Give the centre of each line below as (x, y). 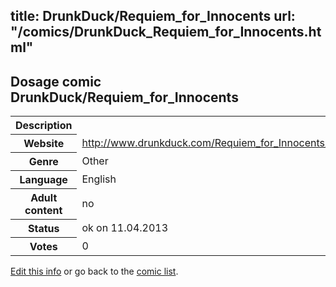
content (43, 211)
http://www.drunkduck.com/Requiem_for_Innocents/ (205, 143)
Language (43, 180)
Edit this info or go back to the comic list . (94, 271)
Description (44, 126)
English (99, 179)
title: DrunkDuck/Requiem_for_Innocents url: (153, 16)
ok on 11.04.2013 (125, 228)
